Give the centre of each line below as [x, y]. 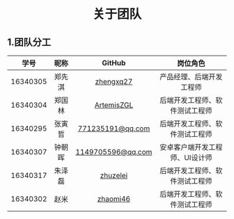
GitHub [114, 63]
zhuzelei [114, 176]
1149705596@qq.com [114, 152]
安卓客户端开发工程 [191, 147]
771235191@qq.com [114, 128]
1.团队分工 [29, 42]
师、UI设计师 [191, 157]
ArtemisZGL [114, 105]
